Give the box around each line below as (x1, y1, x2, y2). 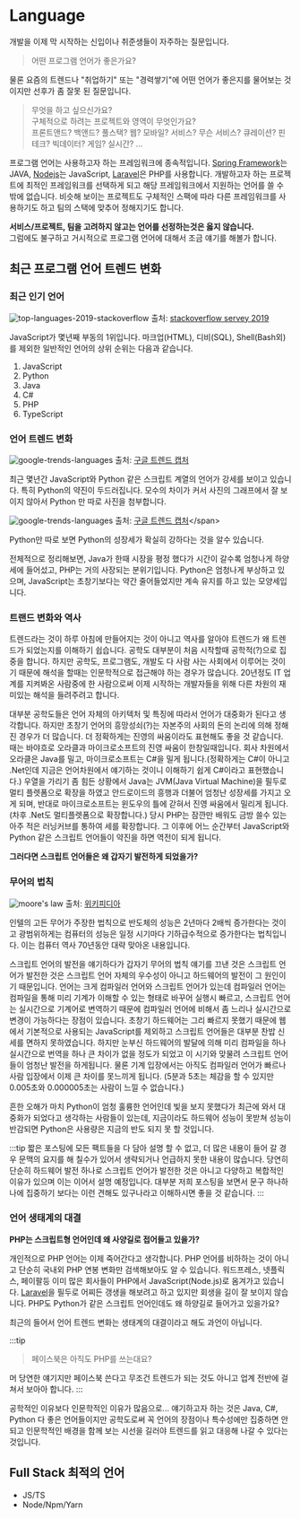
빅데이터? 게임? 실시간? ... (52, 138, 143, 149)
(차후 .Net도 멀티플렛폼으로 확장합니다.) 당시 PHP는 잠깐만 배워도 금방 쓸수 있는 (9, 809, 287, 821)
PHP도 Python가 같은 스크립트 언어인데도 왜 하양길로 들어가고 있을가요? (28, 1297, 280, 1308)
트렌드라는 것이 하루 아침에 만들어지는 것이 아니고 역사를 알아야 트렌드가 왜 (9, 633, 270, 644)
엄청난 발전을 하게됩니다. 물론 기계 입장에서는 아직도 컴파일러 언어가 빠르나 (25, 1060, 287, 1070)
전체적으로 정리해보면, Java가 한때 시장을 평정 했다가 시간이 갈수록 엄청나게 (9, 553, 273, 563)
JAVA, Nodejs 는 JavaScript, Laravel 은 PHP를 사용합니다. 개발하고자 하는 (9, 168, 268, 179)
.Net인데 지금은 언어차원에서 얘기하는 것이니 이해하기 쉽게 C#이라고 (9, 764, 246, 776)
